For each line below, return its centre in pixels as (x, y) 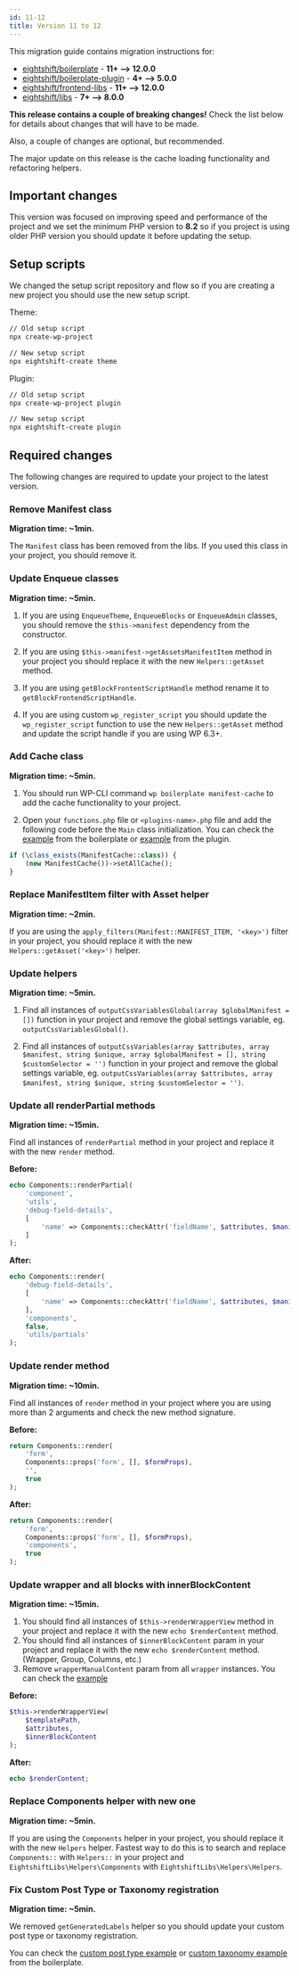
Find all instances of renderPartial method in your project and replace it (141, 1142)
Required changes (61, 455)
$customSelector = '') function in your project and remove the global (150, 1064)
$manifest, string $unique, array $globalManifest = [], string (144, 1055)
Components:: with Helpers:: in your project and (97, 1857)
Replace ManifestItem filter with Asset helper (109, 894)
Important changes (64, 196)
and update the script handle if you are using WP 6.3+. (122, 733)
